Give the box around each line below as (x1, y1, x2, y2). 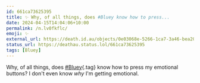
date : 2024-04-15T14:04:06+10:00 (6, 20, 89, 25)
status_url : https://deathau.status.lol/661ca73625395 (6, 42, 145, 48)
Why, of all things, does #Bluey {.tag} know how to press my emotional (6, 63, 179, 71)
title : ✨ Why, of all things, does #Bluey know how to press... (6, 14, 170, 20)
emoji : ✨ (6, 31, 29, 37)
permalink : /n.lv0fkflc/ (6, 25, 68, 31)
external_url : (6, 36, 42, 42)
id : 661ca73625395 (6, 8, 52, 15)
